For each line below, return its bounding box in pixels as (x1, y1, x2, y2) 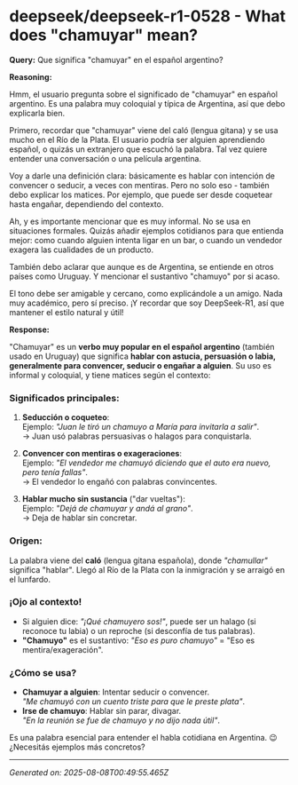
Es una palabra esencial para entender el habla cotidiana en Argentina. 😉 (9, 733, 278, 743)
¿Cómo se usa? (9, 666, 77, 678)
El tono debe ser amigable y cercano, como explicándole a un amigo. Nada (9, 288, 284, 298)
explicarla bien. (9, 107, 65, 118)
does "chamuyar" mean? (9, 25, 199, 45)
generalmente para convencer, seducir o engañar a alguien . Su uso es (9, 360, 272, 370)
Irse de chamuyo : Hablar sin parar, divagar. (21, 706, 182, 717)
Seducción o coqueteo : (21, 412, 110, 423)
